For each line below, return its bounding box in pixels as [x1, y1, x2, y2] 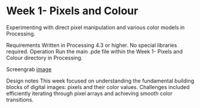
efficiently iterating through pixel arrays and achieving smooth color [6, 90, 173, 97]
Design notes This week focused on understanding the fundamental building [6, 77, 195, 84]
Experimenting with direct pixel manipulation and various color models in [6, 24, 185, 31]
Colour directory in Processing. [6, 54, 83, 61]
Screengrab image [6, 65, 52, 72]
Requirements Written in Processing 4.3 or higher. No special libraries [6, 42, 177, 49]
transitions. [6, 96, 34, 103]
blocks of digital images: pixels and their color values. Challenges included [6, 83, 190, 90]
